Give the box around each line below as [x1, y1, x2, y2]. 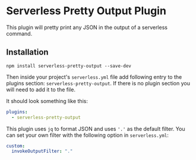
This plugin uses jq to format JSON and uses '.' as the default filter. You [6, 125, 185, 132]
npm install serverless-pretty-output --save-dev [6, 63, 132, 69]
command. [6, 30, 33, 37]
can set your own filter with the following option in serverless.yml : [6, 132, 169, 139]
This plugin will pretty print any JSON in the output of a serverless [6, 24, 168, 31]
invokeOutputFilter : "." [11, 148, 73, 155]
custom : [6, 143, 26, 149]
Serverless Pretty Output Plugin [6, 4, 166, 18]
